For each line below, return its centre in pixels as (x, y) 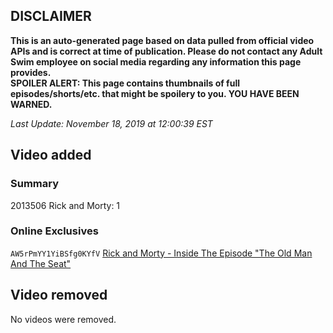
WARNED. (31, 104)
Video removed (59, 295)
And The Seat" (41, 263)
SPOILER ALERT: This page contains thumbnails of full (125, 83)
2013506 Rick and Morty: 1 (65, 205)
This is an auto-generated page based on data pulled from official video (162, 40)
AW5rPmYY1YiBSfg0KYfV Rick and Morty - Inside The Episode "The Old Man (161, 253)
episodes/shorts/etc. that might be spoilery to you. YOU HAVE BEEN (155, 93)
